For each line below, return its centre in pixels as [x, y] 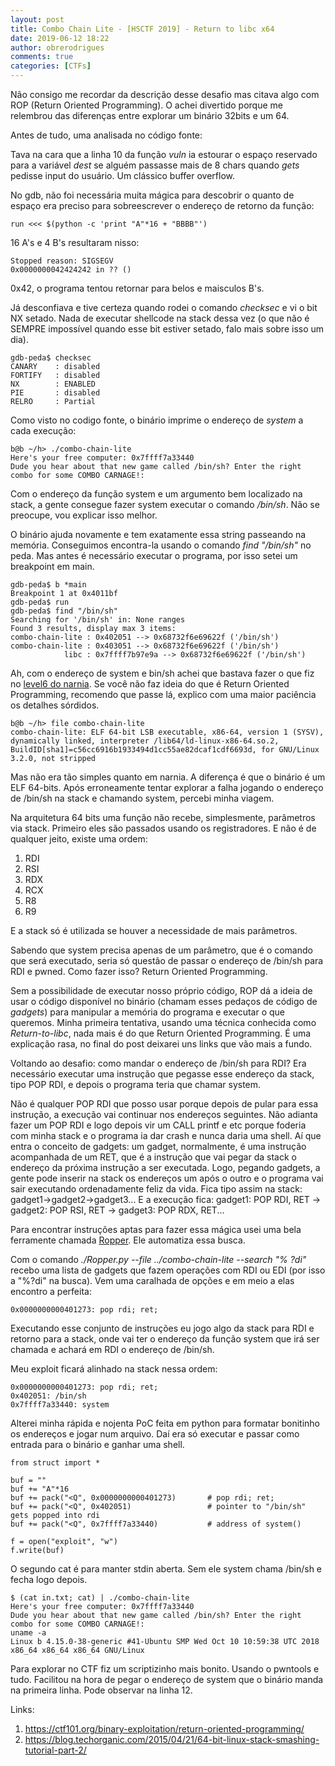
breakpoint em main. [52, 566]
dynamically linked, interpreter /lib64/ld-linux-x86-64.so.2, [145, 741]
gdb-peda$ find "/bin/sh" [64, 611]
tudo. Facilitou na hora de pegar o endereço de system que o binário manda [167, 1679]
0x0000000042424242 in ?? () [71, 270]
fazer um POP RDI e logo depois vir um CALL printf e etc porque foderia [158, 1125]
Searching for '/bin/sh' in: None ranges [98, 620]
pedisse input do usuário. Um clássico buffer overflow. [123, 175]
